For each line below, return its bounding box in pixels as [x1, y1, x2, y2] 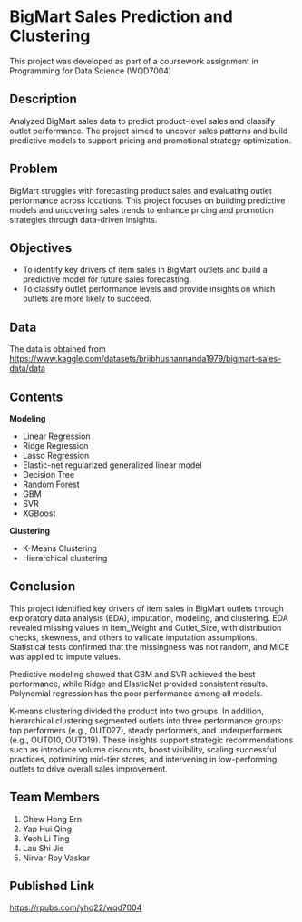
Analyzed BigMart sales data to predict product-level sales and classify [9, 115, 276, 126]
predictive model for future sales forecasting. [22, 274, 192, 285]
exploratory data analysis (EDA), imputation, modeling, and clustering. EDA [9, 612, 288, 623]
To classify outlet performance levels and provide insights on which [22, 284, 276, 295]
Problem [9, 161, 59, 177]
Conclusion [9, 578, 76, 595]
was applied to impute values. [9, 651, 121, 662]
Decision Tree [22, 470, 75, 480]
